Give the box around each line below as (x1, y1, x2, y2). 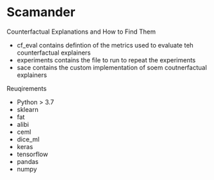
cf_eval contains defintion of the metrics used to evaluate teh (16, 41, 194, 49)
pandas (16, 157, 39, 165)
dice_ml (16, 134, 40, 144)
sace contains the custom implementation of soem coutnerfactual (16, 63, 208, 71)
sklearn (16, 105, 39, 113)
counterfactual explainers (16, 48, 91, 57)
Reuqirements (6, 84, 47, 92)
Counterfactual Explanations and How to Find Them (6, 27, 156, 36)
